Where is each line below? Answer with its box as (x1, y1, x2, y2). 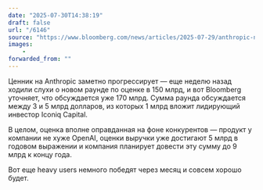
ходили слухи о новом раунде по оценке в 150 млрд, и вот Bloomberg (8, 84, 241, 94)
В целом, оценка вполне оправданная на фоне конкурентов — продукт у (8, 124, 252, 134)
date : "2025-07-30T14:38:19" (8, 11, 103, 20)
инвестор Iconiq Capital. (8, 109, 88, 119)
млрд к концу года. (8, 149, 72, 159)
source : (8, 33, 34, 41)
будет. (8, 173, 29, 182)
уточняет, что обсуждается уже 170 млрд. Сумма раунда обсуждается (8, 93, 247, 102)
